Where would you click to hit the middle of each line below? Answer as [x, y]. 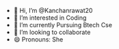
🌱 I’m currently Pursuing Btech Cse [63, 25]
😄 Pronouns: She [38, 39]
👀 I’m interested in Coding [50, 18]
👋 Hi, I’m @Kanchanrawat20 [53, 11]
